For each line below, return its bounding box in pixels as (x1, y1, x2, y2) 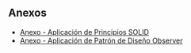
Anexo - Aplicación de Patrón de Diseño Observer (19, 36, 183, 45)
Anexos (8, 6, 48, 20)
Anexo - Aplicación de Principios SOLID (19, 27, 149, 36)
